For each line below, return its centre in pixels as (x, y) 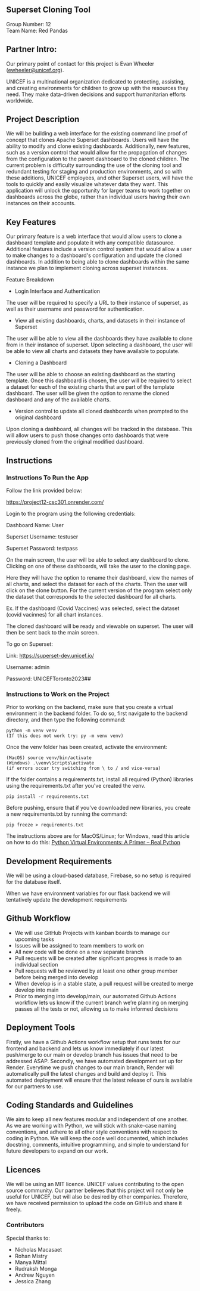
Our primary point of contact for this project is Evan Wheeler (80, 64)
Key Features (31, 222)
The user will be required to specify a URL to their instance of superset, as (97, 303)
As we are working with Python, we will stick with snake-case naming (91, 1126)
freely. (14, 1209)
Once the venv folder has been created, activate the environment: (87, 747)
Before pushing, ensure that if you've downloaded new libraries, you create (99, 808)
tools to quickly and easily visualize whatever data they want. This (87, 184)
